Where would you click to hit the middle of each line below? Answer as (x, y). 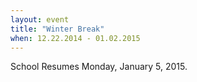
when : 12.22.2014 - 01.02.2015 (75, 38)
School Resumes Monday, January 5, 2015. (99, 67)
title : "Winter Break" (57, 29)
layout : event (40, 19)
